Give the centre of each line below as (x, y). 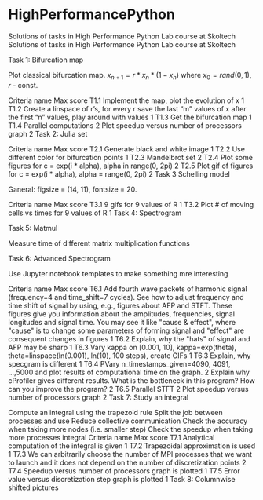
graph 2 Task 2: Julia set (48, 133)
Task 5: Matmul (33, 228)
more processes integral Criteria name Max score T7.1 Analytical (111, 437)
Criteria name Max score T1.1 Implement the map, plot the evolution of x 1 (126, 100)
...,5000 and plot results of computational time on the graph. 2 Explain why (129, 372)
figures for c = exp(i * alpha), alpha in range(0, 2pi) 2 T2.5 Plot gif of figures (131, 166)
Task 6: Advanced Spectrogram (60, 258)
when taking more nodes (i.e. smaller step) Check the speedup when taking (131, 429)
